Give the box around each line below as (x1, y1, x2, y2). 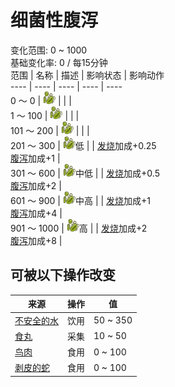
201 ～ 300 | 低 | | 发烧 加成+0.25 (10, 139, 157, 151)
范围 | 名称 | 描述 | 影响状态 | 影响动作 (10, 69, 165, 81)
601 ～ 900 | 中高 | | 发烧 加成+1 (10, 194, 152, 206)
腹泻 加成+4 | (10, 207, 63, 219)
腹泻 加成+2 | (10, 179, 62, 191)
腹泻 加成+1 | (10, 152, 61, 164)
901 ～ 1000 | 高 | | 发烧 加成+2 (10, 222, 148, 234)
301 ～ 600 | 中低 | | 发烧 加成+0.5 (10, 167, 160, 179)
